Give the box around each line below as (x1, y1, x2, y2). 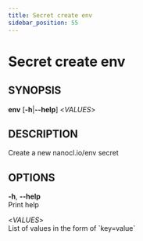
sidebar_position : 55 (8, 19, 79, 27)
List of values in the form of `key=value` (8, 224, 136, 233)
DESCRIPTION (8, 127, 78, 141)
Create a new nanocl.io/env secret (8, 148, 119, 158)
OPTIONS (8, 170, 55, 184)
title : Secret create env (8, 11, 92, 20)
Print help (8, 200, 39, 210)
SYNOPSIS (8, 84, 62, 97)
